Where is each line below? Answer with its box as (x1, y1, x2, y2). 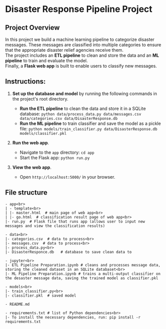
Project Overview (5, 23, 60, 32)
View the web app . (12, 164, 52, 170)
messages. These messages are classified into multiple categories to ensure (5, 42, 162, 48)
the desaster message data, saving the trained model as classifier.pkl (5, 275, 159, 281)
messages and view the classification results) (5, 223, 106, 228)
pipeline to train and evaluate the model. (5, 58, 88, 63)
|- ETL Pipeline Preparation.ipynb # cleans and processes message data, (5, 262, 161, 267)
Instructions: (5, 77, 46, 86)
